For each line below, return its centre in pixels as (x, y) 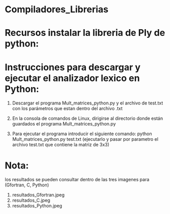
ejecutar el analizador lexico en (72, 78)
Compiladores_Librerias (57, 9)
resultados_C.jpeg (31, 200)
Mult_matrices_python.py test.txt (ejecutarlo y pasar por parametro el (85, 139)
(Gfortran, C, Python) (27, 185)
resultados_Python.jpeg (37, 206)
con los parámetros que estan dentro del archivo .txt (67, 109)
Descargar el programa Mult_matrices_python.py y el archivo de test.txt (88, 103)
